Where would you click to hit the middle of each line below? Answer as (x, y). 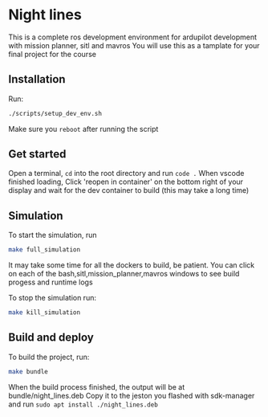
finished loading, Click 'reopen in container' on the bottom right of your (126, 182)
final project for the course (52, 54)
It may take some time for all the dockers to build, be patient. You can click (132, 265)
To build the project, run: (49, 357)
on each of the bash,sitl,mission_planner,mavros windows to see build (124, 274)
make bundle (28, 371)
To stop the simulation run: (52, 298)
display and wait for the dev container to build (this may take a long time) (129, 190)
